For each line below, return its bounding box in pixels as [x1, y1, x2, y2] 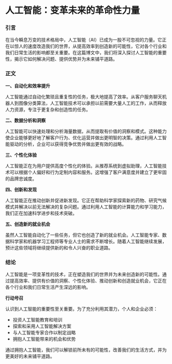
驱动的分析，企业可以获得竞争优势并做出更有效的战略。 [9, 141, 126, 147]
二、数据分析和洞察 [5, 117, 46, 123]
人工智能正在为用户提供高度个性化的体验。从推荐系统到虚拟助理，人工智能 [5, 162, 162, 169]
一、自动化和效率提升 [5, 82, 50, 89]
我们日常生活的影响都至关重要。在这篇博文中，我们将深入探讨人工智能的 [5, 50, 158, 56]
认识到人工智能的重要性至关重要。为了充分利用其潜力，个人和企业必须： [5, 306, 158, 312]
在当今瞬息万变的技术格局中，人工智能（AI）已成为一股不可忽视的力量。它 [5, 37, 162, 43]
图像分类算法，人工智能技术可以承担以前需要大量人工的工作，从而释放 [18, 100, 167, 106]
